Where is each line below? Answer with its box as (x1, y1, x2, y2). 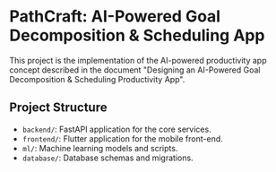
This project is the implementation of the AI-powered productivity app (9, 55, 267, 65)
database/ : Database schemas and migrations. (22, 152, 194, 163)
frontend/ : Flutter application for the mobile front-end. (22, 133, 224, 144)
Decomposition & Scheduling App (9, 25, 265, 46)
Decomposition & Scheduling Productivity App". (9, 73, 185, 84)
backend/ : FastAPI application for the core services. (22, 124, 212, 134)
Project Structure (9, 100, 108, 116)
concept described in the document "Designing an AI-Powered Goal (9, 64, 261, 75)
